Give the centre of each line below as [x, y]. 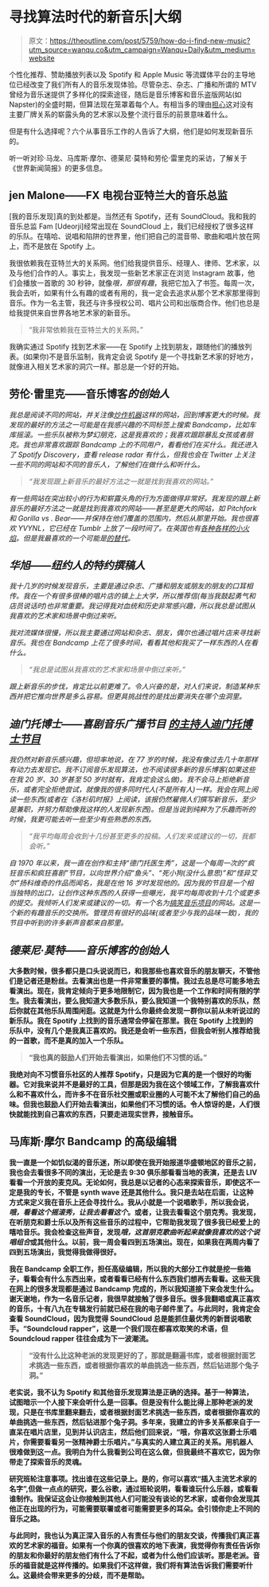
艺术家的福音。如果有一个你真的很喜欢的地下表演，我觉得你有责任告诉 [138, 1545]
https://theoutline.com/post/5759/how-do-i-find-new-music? [150, 41]
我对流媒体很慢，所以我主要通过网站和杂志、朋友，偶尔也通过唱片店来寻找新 [134, 633]
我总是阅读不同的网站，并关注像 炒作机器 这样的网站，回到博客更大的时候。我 [134, 415]
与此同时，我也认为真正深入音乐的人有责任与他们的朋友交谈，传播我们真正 [131, 1535]
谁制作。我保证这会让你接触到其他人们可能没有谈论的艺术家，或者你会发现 [131, 1499]
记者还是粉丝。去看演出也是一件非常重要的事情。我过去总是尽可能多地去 [141, 981]
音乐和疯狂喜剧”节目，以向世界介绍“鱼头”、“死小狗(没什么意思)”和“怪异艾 [136, 873]
